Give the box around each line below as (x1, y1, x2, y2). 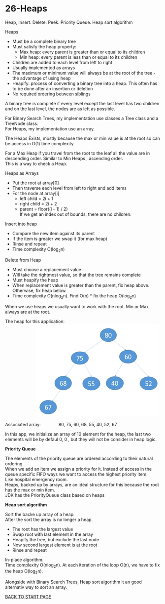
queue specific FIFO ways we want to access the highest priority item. (5, 471, 148, 477)
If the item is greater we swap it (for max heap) (12, 236, 107, 242)
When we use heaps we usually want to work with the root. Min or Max (5, 303, 149, 309)
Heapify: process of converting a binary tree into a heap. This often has (12, 80, 158, 86)
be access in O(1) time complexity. (5, 140, 75, 146)
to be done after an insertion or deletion (12, 85, 93, 91)
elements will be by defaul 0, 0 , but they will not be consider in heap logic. (5, 436, 157, 442)
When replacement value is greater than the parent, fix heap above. (12, 282, 150, 288)
